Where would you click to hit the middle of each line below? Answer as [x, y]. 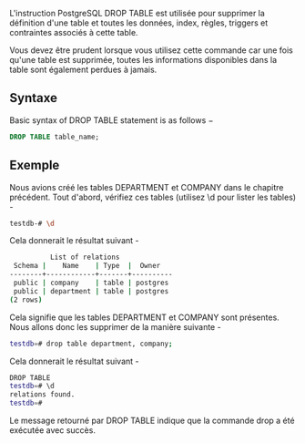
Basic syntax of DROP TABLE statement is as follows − [112, 120]
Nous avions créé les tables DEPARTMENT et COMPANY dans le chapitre [147, 187]
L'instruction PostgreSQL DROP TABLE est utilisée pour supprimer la [137, 13]
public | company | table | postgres [91, 283]
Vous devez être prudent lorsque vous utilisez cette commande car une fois [151, 50]
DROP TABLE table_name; [55, 137]
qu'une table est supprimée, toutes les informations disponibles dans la [143, 60]
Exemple [35, 165]
